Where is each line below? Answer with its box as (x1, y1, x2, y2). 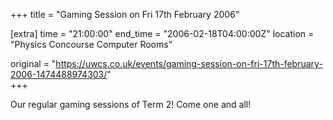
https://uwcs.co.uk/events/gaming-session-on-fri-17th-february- (55, 58, 323, 69)
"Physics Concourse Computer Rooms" (10, 39, 173, 50)
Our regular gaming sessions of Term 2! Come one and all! (10, 99, 252, 110)
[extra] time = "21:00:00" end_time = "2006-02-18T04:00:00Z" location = (10, 28, 315, 39)
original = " (10, 58, 57, 69)
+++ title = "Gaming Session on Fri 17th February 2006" (10, 9, 240, 20)
